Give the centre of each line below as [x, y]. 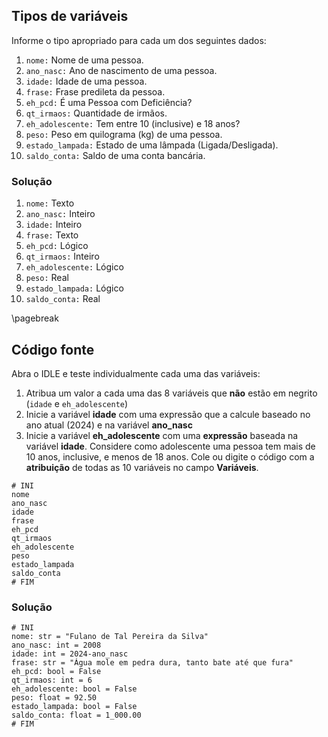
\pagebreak [35, 318]
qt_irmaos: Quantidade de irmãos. [96, 113]
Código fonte [53, 349]
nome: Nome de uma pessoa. [84, 60]
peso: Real [47, 278]
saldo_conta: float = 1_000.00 [76, 715]
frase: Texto [52, 235]
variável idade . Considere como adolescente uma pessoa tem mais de [170, 446]
